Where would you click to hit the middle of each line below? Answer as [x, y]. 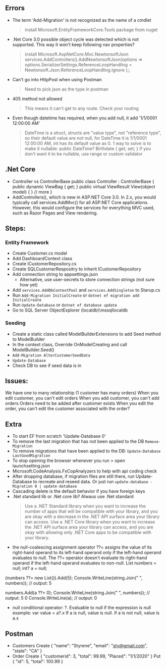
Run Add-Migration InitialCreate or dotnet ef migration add [76, 295]
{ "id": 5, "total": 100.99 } [38, 662]
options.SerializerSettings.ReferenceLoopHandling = [78, 64]
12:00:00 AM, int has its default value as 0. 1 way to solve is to [88, 143]
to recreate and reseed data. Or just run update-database [91, 482]
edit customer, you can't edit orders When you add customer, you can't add [82, 398]
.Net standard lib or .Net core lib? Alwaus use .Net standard [73, 497]
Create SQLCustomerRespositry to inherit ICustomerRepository [77, 269]
